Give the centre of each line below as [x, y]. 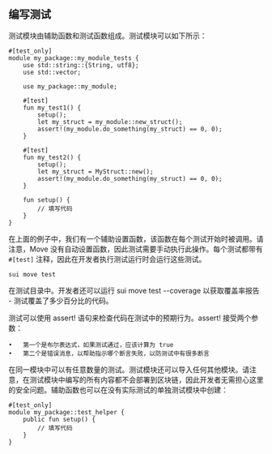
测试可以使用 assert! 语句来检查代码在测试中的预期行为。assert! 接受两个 [130, 318]
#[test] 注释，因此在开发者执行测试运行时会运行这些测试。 [107, 259]
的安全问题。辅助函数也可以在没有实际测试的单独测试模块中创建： [118, 390]
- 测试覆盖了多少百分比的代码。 [61, 300]
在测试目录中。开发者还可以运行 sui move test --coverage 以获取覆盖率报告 [134, 290]
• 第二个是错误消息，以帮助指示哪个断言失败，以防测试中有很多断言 [109, 353]
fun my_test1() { [52, 108]
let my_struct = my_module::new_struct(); [110, 122]
